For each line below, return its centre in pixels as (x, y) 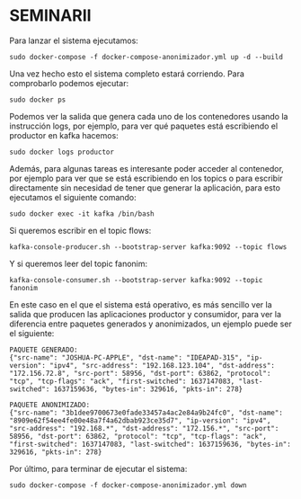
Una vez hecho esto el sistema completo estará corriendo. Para (127, 74)
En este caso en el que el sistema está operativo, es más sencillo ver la (141, 304)
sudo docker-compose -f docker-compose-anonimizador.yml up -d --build (146, 57)
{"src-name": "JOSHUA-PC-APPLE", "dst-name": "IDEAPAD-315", (126, 357)
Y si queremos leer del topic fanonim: (79, 263)
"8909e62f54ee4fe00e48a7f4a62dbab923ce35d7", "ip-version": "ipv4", (140, 420)
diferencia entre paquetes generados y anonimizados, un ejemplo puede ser (150, 324)
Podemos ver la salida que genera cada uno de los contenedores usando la (149, 116)
